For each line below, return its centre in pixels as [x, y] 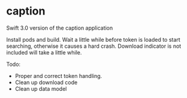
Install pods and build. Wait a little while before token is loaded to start [93, 39]
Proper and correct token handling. [59, 76]
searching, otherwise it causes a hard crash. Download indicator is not [94, 46]
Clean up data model [41, 88]
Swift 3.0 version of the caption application [60, 28]
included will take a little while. [44, 52]
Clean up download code [46, 82]
